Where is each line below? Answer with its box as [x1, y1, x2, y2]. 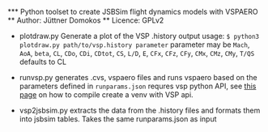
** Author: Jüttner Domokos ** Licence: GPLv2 [7, 15, 164, 25]
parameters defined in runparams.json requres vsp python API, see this [19, 81, 257, 91]
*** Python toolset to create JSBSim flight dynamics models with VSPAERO [7, 7, 258, 16]
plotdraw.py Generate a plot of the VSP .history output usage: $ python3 [19, 32, 260, 40]
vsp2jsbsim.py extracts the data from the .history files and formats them [19, 105, 261, 115]
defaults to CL [19, 57, 66, 66]
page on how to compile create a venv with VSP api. [19, 90, 194, 100]
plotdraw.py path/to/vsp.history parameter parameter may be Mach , [19, 40, 250, 49]
